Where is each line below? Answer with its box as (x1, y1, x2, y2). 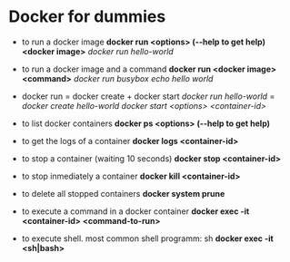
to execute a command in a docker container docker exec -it (21, 206, 250, 217)
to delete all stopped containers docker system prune (21, 188, 225, 199)
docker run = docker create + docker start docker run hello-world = (21, 91, 275, 102)
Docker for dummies (8, 6, 166, 27)
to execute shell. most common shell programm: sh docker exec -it (21, 233, 274, 244)
